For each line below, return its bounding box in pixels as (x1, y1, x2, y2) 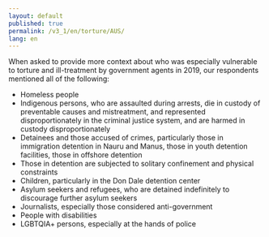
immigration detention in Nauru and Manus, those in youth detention (19, 141, 249, 151)
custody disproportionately (19, 124, 111, 134)
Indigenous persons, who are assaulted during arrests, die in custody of (19, 98, 261, 108)
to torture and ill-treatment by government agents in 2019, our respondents (8, 66, 259, 75)
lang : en (8, 34, 38, 43)
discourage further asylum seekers (19, 193, 138, 203)
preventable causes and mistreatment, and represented (19, 107, 206, 117)
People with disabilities (19, 210, 97, 220)
